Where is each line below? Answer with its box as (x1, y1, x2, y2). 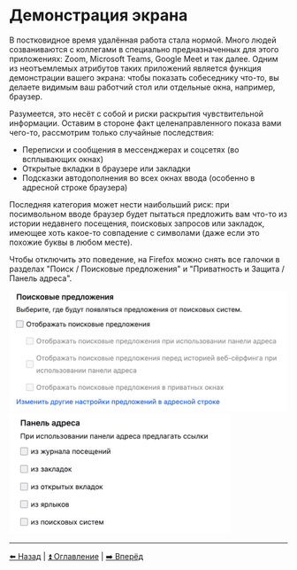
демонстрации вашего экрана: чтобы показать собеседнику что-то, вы (9, 72, 280, 82)
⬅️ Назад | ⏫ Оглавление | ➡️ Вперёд (9, 550, 144, 561)
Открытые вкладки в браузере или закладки (21, 163, 191, 174)
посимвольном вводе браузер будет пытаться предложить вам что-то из (9, 208, 287, 219)
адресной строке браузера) (21, 182, 128, 192)
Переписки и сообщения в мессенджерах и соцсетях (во (21, 144, 240, 155)
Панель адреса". (9, 272, 72, 284)
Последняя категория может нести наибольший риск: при (9, 199, 230, 209)
